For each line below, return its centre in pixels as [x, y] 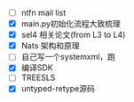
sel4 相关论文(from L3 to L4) [73, 35]
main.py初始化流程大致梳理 [71, 24]
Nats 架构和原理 [50, 46]
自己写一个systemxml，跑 [68, 57]
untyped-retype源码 [58, 89]
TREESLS [38, 77]
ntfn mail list [43, 13]
